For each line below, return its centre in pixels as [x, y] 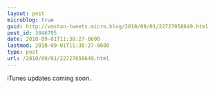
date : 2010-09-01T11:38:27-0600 [54, 39]
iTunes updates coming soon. [49, 78]
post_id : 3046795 [32, 33]
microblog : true [30, 20]
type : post [23, 52]
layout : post [26, 13]
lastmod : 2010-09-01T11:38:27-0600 [58, 46]
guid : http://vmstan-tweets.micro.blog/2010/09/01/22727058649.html [108, 26]
